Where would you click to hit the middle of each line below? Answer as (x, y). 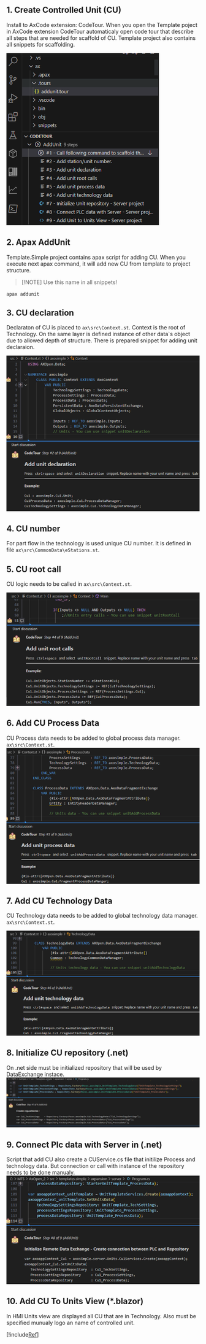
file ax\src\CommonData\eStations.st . (53, 550)
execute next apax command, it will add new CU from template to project (98, 264)
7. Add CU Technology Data (59, 901)
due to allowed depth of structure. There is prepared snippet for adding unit (102, 340)
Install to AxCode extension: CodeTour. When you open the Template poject (102, 25)
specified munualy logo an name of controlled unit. (71, 1323)
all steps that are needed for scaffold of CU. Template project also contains (101, 38)
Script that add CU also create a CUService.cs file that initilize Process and (101, 1159)
